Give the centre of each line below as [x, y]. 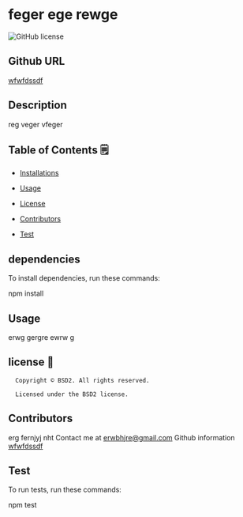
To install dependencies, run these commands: [84, 278]
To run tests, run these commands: [65, 490]
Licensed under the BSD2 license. [72, 394]
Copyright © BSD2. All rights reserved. [82, 380]
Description [37, 106]
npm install [26, 293]
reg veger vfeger [36, 124]
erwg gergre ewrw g [41, 337]
